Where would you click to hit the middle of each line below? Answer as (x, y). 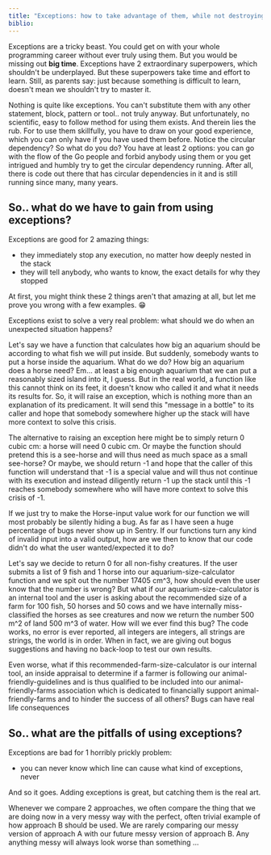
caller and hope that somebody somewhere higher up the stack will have (129, 413)
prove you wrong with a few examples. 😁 (77, 305)
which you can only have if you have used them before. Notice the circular (132, 139)
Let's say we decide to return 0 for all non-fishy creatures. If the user (123, 564)
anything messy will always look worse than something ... (104, 842)
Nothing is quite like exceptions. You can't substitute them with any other (129, 105)
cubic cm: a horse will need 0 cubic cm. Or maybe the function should (125, 446)
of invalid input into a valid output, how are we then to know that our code (131, 539)
